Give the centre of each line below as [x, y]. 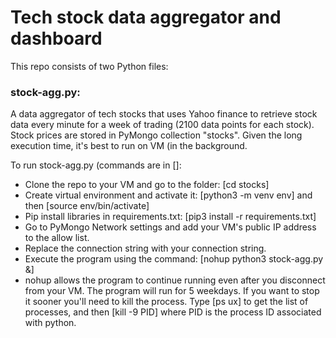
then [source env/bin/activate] [87, 206]
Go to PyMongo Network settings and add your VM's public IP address [170, 227]
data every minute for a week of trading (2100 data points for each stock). [162, 125]
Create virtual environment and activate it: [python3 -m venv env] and [168, 195]
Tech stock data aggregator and [146, 17]
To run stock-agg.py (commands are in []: [96, 165]
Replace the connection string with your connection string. [145, 248]
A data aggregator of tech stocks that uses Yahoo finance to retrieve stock [164, 114]
